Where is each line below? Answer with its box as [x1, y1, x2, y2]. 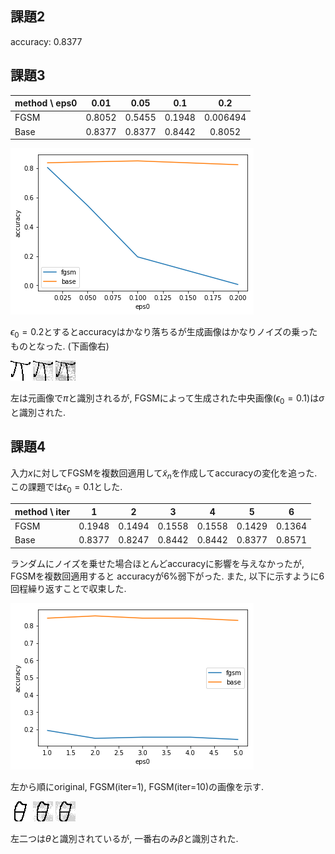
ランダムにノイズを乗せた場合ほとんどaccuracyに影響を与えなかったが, [10, 557, 305, 569]
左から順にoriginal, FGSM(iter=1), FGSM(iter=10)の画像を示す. [10, 780, 265, 792]
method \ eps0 [14, 97, 78, 109]
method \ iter [14, 505, 71, 517]
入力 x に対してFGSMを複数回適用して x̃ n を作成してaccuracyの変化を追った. [10, 467, 318, 481]
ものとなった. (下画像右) [10, 340, 110, 352]
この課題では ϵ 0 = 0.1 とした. [10, 481, 123, 496]
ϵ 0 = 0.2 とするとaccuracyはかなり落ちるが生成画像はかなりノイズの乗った [10, 326, 318, 340]
